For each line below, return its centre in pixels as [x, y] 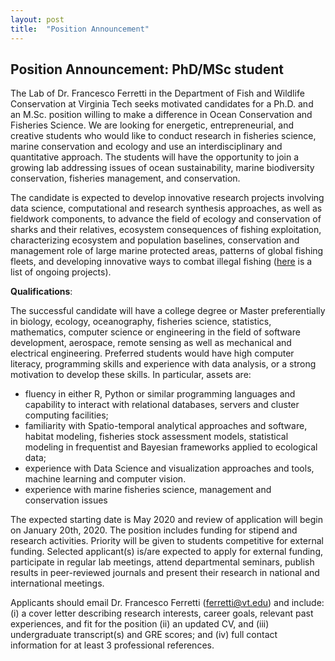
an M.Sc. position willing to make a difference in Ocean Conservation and [161, 115]
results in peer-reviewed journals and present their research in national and [165, 573]
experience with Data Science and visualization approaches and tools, [169, 468]
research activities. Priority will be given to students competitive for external [167, 541]
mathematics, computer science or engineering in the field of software [155, 332]
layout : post [37, 19]
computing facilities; [66, 415]
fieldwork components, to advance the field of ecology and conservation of [166, 219]
